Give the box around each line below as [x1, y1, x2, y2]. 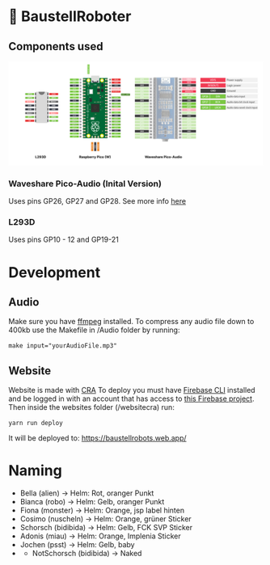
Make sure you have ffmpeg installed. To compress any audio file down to [8, 317, 255, 327]
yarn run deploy [8, 420, 63, 428]
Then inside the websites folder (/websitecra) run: [8, 403, 175, 412]
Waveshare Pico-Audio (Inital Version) [8, 178, 162, 189]
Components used [8, 40, 103, 53]
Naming [8, 462, 62, 480]
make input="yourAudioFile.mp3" [8, 342, 117, 350]
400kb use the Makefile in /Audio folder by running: [8, 325, 180, 335]
